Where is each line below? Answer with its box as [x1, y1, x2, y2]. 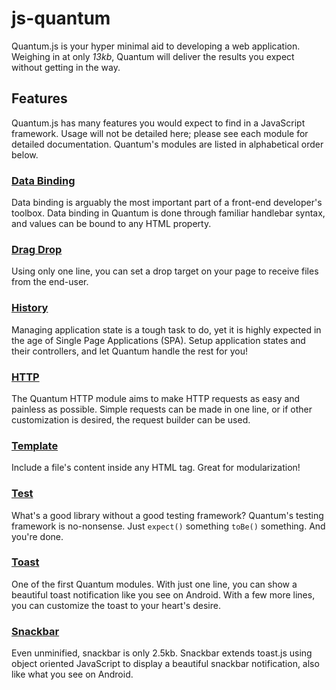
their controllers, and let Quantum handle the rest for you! [11, 345, 248, 357]
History [11, 301, 49, 315]
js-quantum [11, 7, 111, 30]
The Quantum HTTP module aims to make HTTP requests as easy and [11, 392, 301, 404]
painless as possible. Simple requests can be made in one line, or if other [11, 403, 313, 415]
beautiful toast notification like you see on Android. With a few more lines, [11, 588, 316, 601]
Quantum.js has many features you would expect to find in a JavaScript [11, 117, 306, 129]
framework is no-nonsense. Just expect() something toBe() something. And [11, 520, 326, 532]
